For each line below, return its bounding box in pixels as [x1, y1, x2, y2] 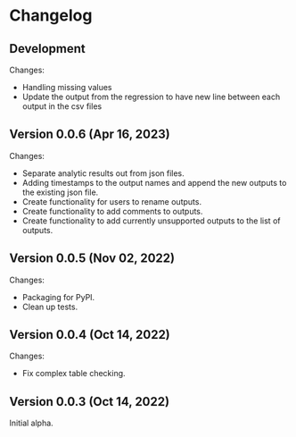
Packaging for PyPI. [21, 291, 95, 302]
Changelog [9, 5, 93, 26]
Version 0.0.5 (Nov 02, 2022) [9, 251, 176, 266]
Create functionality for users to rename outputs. [21, 196, 202, 206]
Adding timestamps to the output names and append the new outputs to [21, 177, 287, 188]
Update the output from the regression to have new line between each [21, 91, 281, 102]
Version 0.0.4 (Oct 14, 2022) [9, 327, 171, 342]
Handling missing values [21, 82, 112, 92]
